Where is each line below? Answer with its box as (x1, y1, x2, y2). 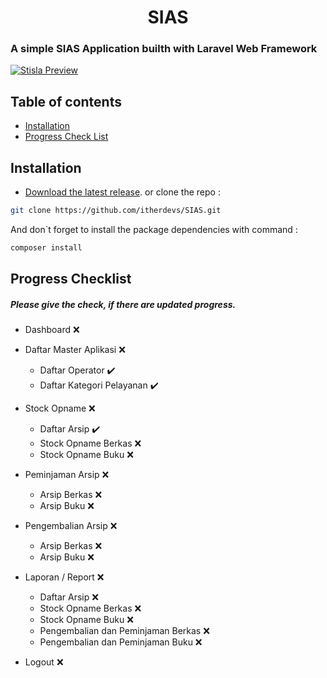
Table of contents (10, 93, 122, 110)
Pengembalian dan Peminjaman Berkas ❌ (39, 625, 210, 637)
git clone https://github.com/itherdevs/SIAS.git (10, 206, 222, 216)
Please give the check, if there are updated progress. (10, 298, 237, 310)
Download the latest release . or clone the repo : (24, 186, 221, 198)
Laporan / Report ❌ (24, 571, 105, 583)
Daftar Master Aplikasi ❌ (24, 344, 126, 356)
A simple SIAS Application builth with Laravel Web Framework (10, 42, 318, 56)
